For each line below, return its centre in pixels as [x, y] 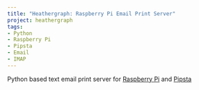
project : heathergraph [40, 20]
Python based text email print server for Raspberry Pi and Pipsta [99, 79]
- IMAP [17, 59]
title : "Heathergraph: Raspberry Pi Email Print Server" [91, 14]
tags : [15, 27]
